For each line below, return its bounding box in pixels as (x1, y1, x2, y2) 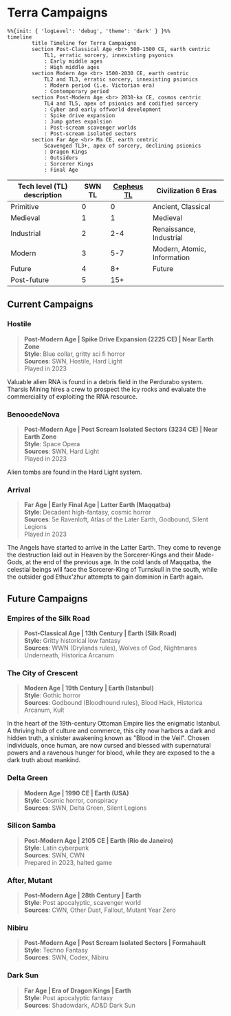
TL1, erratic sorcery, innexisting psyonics (43, 52, 174, 59)
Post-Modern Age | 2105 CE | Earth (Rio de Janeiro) (23, 836, 174, 844)
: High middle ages (43, 63, 100, 70)
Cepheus (113, 181, 144, 191)
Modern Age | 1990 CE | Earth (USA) (23, 788, 129, 797)
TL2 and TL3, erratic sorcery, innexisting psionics (43, 76, 198, 83)
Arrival (7, 485, 31, 495)
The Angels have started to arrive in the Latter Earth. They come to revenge (7, 544, 221, 552)
